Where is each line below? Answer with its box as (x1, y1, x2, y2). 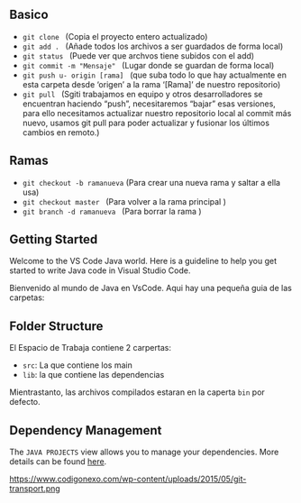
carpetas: (9, 292, 45, 303)
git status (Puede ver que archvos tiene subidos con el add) (22, 50, 255, 61)
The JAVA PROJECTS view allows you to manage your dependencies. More (9, 446, 279, 458)
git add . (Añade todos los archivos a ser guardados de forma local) (22, 41, 284, 51)
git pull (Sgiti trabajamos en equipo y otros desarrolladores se (22, 88, 263, 99)
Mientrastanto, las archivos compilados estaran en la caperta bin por (9, 387, 266, 398)
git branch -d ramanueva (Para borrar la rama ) (22, 206, 202, 216)
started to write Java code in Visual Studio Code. (9, 265, 191, 276)
